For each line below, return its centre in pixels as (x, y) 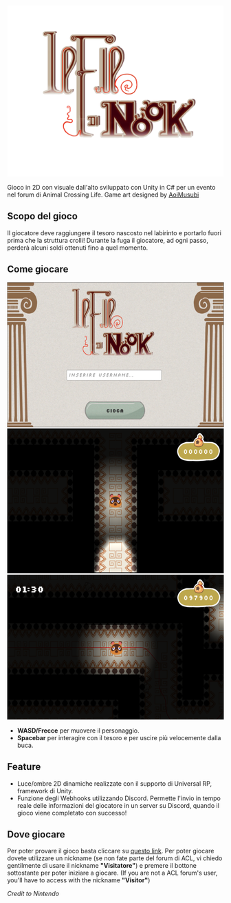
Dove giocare (36, 834)
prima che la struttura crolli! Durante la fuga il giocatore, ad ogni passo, (108, 240)
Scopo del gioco (42, 216)
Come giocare (38, 269)
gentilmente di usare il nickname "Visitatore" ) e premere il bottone (102, 866)
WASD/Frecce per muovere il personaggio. (78, 731)
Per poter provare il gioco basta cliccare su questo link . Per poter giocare (111, 851)
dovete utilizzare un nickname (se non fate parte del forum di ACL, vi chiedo (115, 858)
